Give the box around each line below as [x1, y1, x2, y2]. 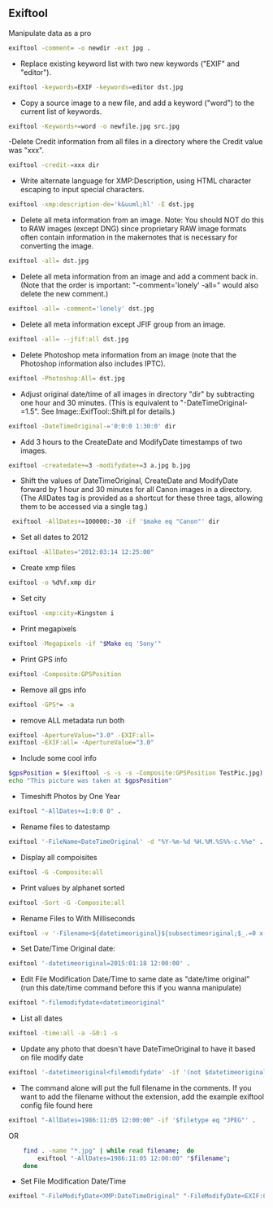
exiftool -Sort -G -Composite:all [8, 898, 126, 907]
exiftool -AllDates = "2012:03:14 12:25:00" [8, 548, 154, 556]
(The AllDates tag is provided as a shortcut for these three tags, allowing [19, 493, 263, 503]
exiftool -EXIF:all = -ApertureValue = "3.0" [8, 739, 154, 747]
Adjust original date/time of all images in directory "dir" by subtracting [19, 389, 255, 398]
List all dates [19, 1013, 63, 1023]
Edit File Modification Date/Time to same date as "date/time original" [19, 974, 250, 984]
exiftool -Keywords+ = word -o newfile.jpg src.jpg [8, 122, 180, 130]
